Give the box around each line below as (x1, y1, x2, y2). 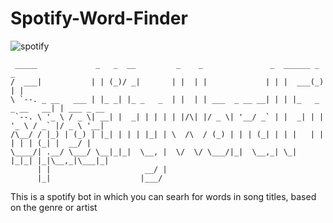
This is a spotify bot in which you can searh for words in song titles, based (10, 190, 317, 202)
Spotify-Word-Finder (10, 7, 188, 30)
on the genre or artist (10, 201, 98, 213)
